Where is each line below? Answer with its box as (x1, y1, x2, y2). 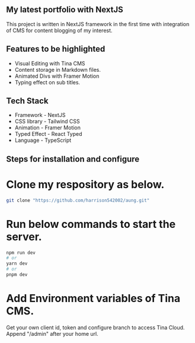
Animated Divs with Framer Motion (14, 72, 100, 80)
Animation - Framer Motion (14, 124, 81, 131)
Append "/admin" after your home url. (6, 330, 99, 337)
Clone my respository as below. (6, 178, 165, 192)
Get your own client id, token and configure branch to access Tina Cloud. (6, 323, 185, 331)
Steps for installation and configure (6, 154, 140, 164)
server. (6, 230, 43, 243)
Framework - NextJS (14, 112, 66, 119)
